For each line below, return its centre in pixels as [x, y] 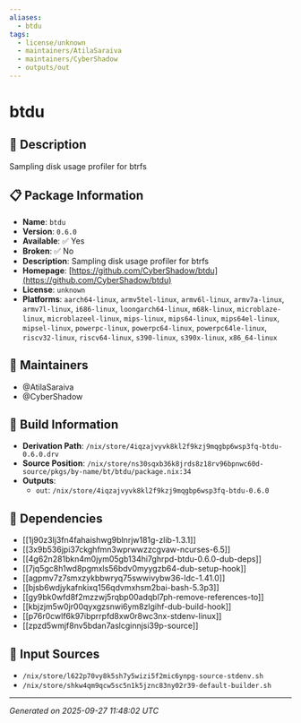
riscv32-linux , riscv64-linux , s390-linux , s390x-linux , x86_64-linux [150, 337]
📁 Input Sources [55, 654]
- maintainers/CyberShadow [68, 59]
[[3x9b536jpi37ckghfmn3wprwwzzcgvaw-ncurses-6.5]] [126, 550]
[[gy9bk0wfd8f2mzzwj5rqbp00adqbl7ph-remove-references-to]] [143, 598]
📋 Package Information [77, 196]
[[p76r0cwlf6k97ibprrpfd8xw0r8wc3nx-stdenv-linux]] [122, 616]
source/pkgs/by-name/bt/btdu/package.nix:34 [107, 472]
